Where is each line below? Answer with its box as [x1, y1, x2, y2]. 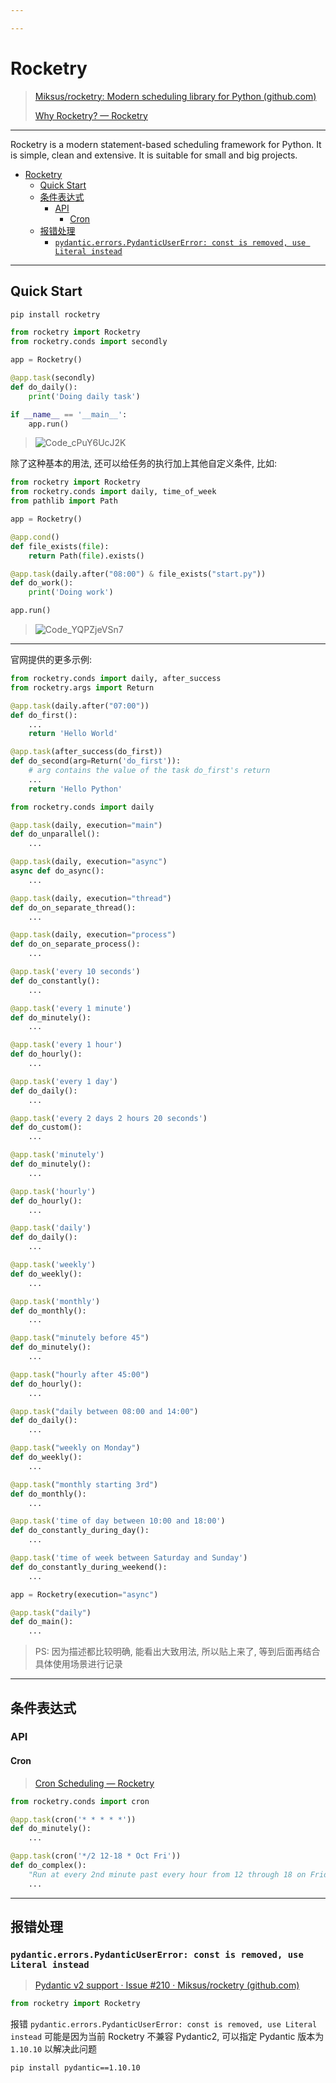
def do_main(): [10, 1617, 74, 1627]
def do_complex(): [10, 1861, 87, 1871]
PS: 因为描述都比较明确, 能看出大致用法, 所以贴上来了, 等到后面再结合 [34, 1646, 321, 1658]
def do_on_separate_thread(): [10, 902, 137, 913]
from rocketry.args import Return [10, 682, 155, 693]
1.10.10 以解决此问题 [10, 2043, 98, 2055]
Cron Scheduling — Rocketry [34, 1777, 155, 1789]
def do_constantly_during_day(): [10, 1526, 150, 1536]
